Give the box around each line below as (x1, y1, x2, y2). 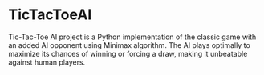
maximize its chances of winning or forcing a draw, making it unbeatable (8, 49, 248, 58)
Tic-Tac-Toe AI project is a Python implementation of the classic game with (8, 32, 257, 41)
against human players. (8, 57, 86, 67)
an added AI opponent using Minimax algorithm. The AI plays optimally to (8, 40, 250, 49)
